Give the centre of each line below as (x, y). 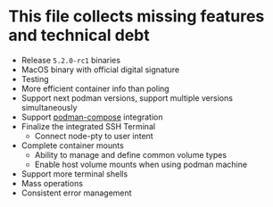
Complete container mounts (72, 145)
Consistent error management (76, 193)
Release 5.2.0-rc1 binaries (71, 60)
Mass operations (52, 183)
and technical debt (79, 35)
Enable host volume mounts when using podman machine (141, 164)
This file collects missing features (136, 17)
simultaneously (49, 107)
